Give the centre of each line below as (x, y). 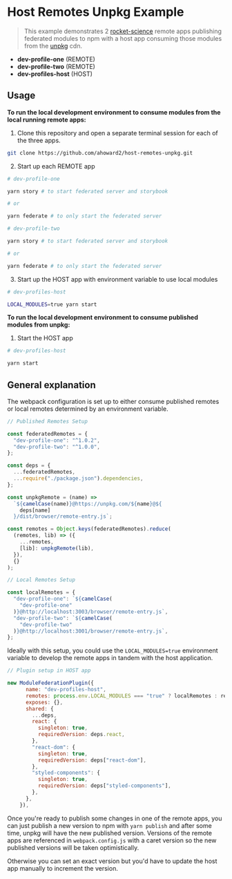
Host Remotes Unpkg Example (96, 12)
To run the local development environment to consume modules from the (114, 112)
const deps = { (29, 466)
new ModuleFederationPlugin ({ (51, 683)
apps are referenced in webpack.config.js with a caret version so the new (112, 840)
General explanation (51, 385)
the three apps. (39, 140)
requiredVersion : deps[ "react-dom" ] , (92, 760)
